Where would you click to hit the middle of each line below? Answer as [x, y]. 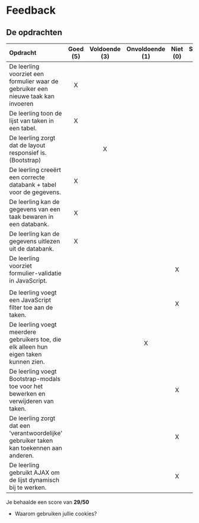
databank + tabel [33, 185]
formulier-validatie [36, 273]
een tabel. [23, 128]
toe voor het [26, 386]
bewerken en [27, 394]
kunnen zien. [27, 362]
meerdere [23, 332]
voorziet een [27, 74]
